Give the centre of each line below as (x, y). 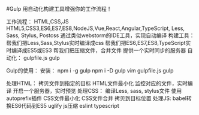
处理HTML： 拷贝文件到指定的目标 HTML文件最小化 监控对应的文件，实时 (97, 83)
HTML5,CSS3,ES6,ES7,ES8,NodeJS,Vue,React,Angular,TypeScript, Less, (95, 28)
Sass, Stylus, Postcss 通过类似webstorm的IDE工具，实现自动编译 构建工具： (100, 35)
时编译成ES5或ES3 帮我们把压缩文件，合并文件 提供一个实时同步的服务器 (96, 50)
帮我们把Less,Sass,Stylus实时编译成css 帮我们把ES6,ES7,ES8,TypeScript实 (99, 43)
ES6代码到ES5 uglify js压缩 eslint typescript (65, 106)
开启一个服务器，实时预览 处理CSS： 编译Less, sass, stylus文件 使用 (97, 91)
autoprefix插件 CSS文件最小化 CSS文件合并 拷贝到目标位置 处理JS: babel (97, 98)
